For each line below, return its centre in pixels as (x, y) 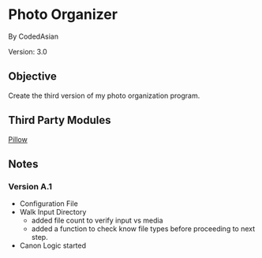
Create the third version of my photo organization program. (104, 95)
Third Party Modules (60, 120)
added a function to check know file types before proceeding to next (143, 229)
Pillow (18, 139)
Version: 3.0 (28, 51)
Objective (33, 77)
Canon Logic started (53, 245)
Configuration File (49, 204)
